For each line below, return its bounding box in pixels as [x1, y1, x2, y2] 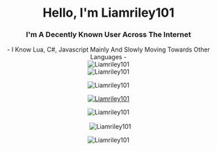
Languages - [90, 53, 127, 61]
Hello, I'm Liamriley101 [42, 5, 175, 21]
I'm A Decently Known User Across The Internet [26, 30, 191, 40]
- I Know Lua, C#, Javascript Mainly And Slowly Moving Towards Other [6, 45, 211, 54]
